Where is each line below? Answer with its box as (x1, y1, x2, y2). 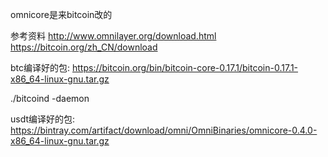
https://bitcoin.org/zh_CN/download (10, 41, 158, 53)
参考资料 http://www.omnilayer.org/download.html (10, 30, 217, 42)
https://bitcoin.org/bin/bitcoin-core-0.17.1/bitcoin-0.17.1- (71, 62, 299, 73)
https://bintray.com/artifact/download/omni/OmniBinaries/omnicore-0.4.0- (10, 124, 318, 136)
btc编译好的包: (10, 62, 71, 73)
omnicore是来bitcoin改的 (10, 9, 113, 20)
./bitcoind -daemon (10, 93, 90, 104)
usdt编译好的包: (10, 113, 76, 125)
